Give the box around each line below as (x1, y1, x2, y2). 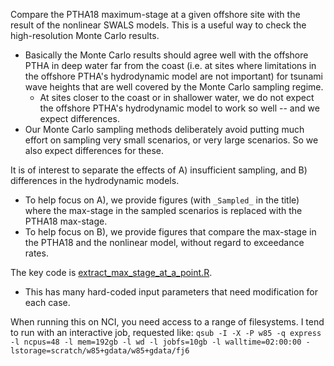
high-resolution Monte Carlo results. (10, 30, 160, 41)
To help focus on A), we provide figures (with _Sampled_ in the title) (24, 194, 300, 206)
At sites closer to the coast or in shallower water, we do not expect (39, 92, 315, 103)
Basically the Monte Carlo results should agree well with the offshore (24, 49, 309, 61)
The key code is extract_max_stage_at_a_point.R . (10, 267, 213, 278)
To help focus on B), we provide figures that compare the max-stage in (24, 226, 317, 238)
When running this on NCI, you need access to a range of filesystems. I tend (10, 316, 325, 328)
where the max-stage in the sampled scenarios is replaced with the (24, 205, 303, 216)
